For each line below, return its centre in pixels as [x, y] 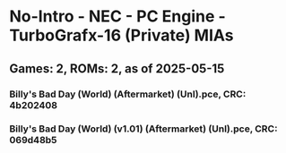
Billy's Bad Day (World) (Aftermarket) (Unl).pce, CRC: [128, 94]
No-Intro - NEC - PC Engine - [117, 17]
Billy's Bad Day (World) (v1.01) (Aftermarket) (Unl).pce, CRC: [143, 129]
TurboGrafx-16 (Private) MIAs [122, 35]
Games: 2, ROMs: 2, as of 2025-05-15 [117, 68]
